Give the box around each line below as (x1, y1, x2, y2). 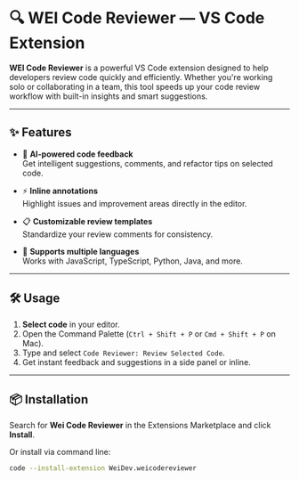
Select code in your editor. (21, 319, 120, 329)
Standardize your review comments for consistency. (21, 229, 214, 240)
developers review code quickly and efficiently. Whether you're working (9, 71, 273, 82)
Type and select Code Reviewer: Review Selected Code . (21, 347, 225, 358)
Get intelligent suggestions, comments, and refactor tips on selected (21, 158, 273, 168)
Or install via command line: (9, 447, 111, 458)
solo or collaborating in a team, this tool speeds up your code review (9, 81, 261, 92)
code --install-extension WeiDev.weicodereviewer (9, 464, 198, 473)
